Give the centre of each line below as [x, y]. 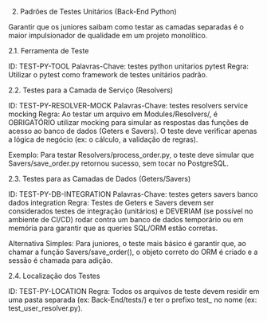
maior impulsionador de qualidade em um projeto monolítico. [108, 35]
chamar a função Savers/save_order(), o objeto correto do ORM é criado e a [133, 252]
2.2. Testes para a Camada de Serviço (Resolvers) [91, 90]
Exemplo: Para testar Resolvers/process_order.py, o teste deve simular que [132, 155]
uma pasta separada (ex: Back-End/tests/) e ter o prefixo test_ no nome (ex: [133, 299]
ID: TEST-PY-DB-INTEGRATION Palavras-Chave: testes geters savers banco [133, 194]
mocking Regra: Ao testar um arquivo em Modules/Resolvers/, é [113, 114]
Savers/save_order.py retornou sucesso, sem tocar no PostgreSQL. [119, 163]
